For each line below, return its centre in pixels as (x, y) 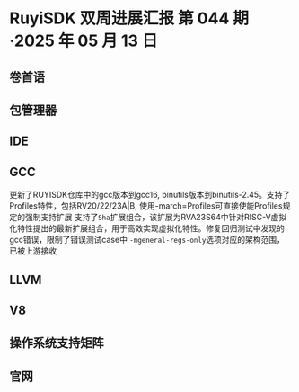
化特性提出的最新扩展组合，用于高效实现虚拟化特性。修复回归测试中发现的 (147, 228)
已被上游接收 (33, 251)
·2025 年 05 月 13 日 (84, 41)
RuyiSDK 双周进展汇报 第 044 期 (129, 18)
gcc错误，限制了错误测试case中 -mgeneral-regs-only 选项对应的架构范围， (147, 240)
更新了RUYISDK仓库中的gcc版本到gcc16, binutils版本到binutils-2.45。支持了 (150, 195)
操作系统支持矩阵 (57, 343)
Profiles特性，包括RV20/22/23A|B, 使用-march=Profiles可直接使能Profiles (146, 206)
